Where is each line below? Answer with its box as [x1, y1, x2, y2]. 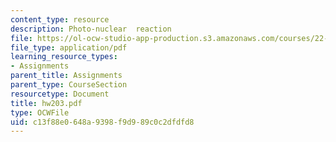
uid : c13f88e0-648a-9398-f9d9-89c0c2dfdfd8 [10, 117, 195, 127]
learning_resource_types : [10, 52, 118, 62]
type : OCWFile [10, 107, 70, 118]
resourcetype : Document [10, 89, 110, 99]
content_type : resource [10, 14, 110, 25]
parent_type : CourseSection [10, 80, 128, 90]
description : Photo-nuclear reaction [10, 24, 172, 34]
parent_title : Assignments [10, 71, 123, 81]
